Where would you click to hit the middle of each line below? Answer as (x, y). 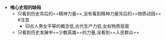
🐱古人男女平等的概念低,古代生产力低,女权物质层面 (77, 26)
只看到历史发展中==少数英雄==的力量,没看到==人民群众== (78, 32)
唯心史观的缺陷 (25, 7)
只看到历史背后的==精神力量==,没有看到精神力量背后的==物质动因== (89, 13)
